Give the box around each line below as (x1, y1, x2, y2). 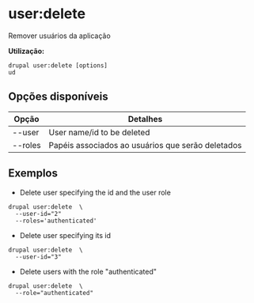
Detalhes (127, 113, 163, 124)
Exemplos (8, 167, 58, 180)
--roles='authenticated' (15, 217, 97, 225)
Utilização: (8, 46, 45, 55)
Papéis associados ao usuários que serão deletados (48, 139, 242, 150)
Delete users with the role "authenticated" (19, 267, 157, 276)
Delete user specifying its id (19, 230, 112, 240)
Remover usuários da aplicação (8, 31, 111, 40)
